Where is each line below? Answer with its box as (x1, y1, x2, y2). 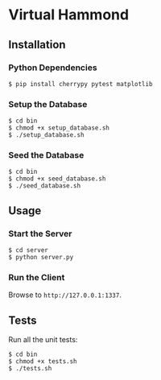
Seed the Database (8, 150, 85, 161)
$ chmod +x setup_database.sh (8, 124, 110, 132)
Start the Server (8, 228, 72, 239)
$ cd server (8, 246, 48, 254)
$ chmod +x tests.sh (8, 357, 78, 366)
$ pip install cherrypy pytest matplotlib (8, 80, 153, 88)
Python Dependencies (8, 62, 98, 73)
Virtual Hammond (8, 6, 130, 24)
